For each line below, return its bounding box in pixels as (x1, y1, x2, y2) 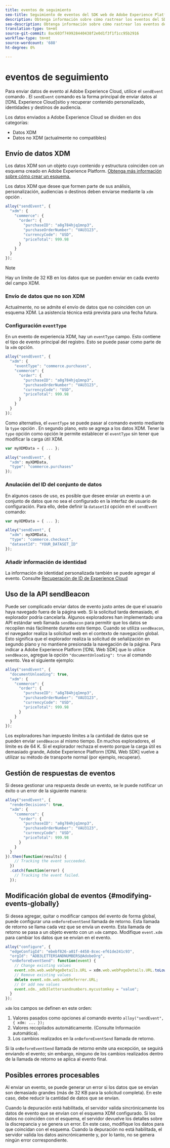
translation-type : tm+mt (5, 26, 58, 31)
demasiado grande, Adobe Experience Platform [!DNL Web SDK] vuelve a (5, 749, 159, 755)
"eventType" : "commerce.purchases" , (14, 364, 92, 369)
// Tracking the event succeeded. (14, 859, 87, 864)
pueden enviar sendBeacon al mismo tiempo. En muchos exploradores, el (5, 738, 155, 744)
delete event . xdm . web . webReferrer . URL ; (14, 977, 99, 982)
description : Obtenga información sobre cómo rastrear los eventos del (5, 17, 159, 22)
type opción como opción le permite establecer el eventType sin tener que (5, 430, 159, 437)
